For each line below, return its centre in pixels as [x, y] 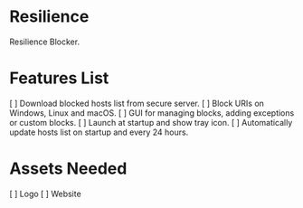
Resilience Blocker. [44, 42]
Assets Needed [68, 169]
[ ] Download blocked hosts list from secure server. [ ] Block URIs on [137, 103]
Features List [59, 78]
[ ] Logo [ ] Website [45, 194]
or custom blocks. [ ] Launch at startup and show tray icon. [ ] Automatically [151, 122]
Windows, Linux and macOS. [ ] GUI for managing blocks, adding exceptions [152, 113]
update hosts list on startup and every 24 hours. [99, 132]
